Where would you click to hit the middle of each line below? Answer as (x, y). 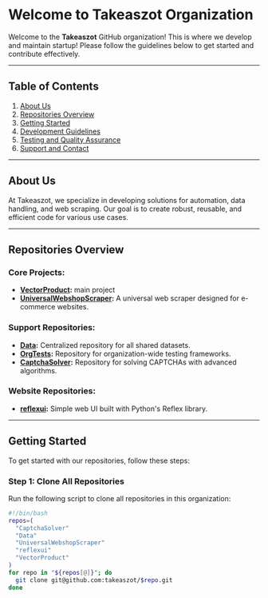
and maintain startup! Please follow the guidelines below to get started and (131, 45)
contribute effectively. (44, 54)
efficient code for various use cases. (69, 217)
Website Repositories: (52, 391)
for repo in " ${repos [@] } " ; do (60, 572)
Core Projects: (37, 272)
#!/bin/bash (28, 513)
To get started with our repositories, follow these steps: (99, 460)
